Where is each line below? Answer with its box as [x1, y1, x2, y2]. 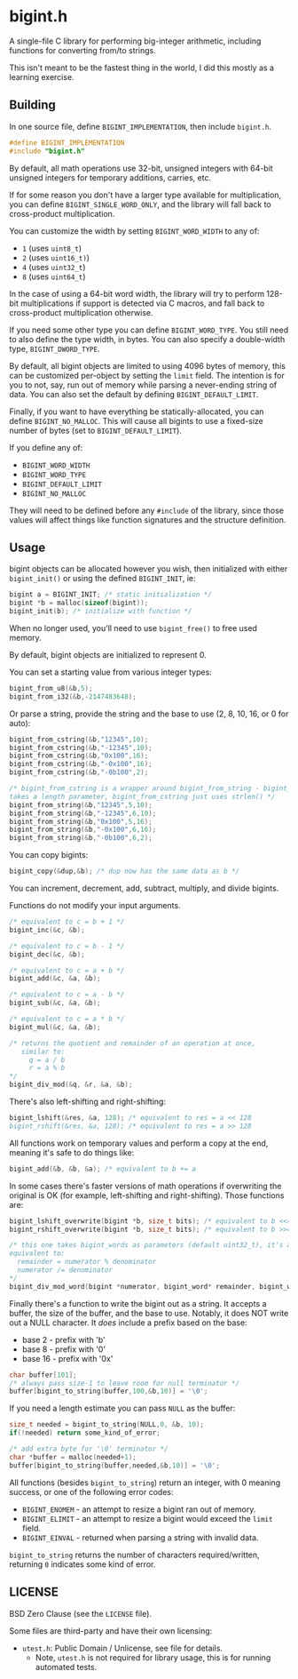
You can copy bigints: [9, 850, 89, 860]
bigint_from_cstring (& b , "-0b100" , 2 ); [9, 768, 149, 777]
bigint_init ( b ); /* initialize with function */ [9, 607, 192, 616]
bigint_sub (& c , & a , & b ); [9, 998, 101, 1008]
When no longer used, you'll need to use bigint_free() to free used [9, 622, 257, 633]
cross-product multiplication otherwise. [9, 307, 153, 317]
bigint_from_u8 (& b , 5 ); [9, 684, 93, 692]
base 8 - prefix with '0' [21, 1344, 106, 1355]
